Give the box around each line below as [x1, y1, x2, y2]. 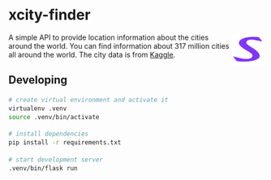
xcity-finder [8, 6, 91, 24]
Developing [8, 73, 67, 87]
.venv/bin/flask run [8, 164, 79, 172]
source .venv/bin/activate [8, 113, 100, 121]
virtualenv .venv [8, 104, 67, 113]
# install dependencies [8, 130, 89, 139]
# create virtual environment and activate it [8, 96, 169, 104]
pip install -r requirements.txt [8, 139, 122, 147]
